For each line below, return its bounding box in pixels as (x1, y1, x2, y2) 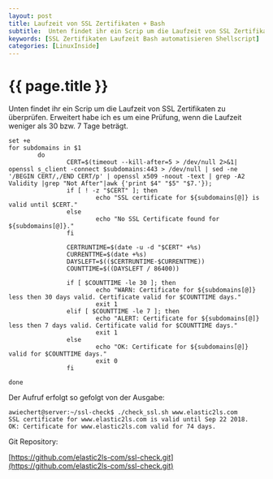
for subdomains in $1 (8, 144, 82, 153)
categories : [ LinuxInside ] (8, 42, 100, 50)
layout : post (8, 11, 53, 20)
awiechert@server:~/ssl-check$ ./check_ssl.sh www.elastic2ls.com (8, 408, 238, 416)
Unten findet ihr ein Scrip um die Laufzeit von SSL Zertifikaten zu (8, 104, 226, 114)
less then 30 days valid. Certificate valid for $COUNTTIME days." (8, 293, 242, 301)
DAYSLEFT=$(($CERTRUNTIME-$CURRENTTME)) (66, 257, 206, 266)
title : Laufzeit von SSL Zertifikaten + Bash (8, 19, 165, 28)
